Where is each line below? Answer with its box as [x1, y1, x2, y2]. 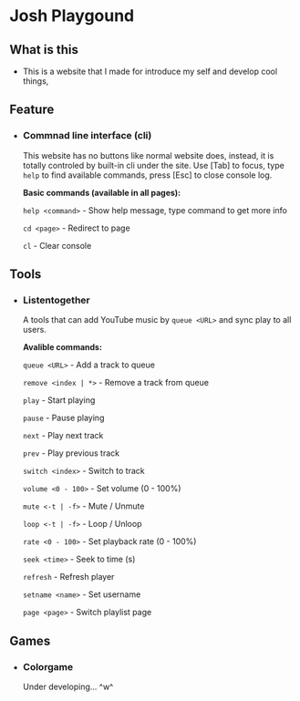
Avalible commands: [22, 342, 103, 353]
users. [22, 325, 47, 335]
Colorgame [22, 660, 74, 673]
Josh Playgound [9, 5, 135, 26]
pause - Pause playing [22, 412, 105, 424]
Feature [9, 102, 55, 118]
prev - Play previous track [22, 448, 120, 459]
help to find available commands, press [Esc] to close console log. [22, 170, 273, 180]
